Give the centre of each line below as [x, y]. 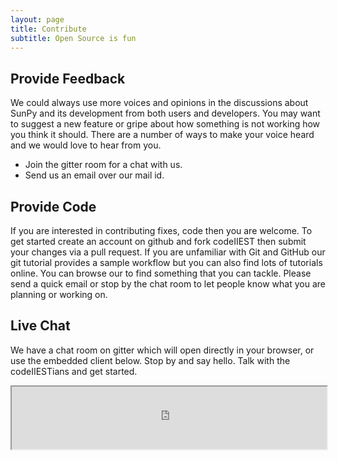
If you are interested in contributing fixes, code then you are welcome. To [161, 230]
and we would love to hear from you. [86, 145]
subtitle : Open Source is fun [73, 38]
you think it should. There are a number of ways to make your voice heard [162, 135]
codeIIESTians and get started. [74, 371]
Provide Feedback [68, 78]
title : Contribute [48, 29]
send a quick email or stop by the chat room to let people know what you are [168, 284]
